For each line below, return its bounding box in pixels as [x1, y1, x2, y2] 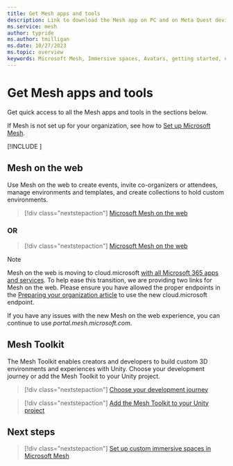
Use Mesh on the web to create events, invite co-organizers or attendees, [7, 181, 218, 189]
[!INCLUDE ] [7, 142, 42, 150]
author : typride [7, 29, 54, 37]
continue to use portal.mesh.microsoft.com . [7, 319, 132, 327]
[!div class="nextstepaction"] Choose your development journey [24, 385, 209, 393]
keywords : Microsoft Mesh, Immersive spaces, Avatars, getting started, [7, 55, 222, 62]
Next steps [7, 427, 55, 438]
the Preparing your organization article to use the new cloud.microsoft [7, 290, 208, 298]
